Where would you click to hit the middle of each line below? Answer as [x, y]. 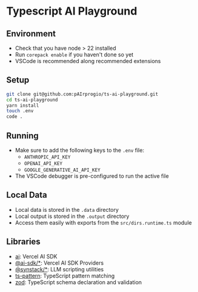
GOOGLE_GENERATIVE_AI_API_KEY [62, 170]
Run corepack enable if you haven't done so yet [74, 55]
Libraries [23, 242]
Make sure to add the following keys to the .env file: [79, 150]
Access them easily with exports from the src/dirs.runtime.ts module [103, 222]
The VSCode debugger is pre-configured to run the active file [92, 176]
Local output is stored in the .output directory [72, 216]
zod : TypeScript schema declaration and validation [78, 282]
